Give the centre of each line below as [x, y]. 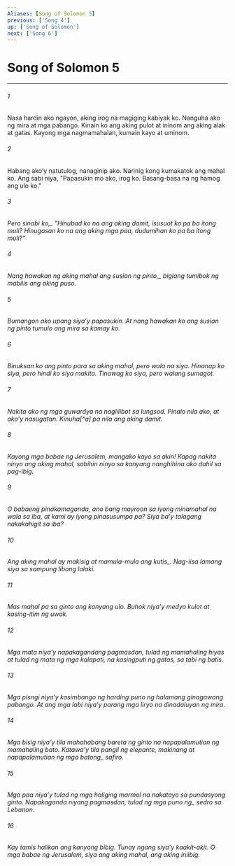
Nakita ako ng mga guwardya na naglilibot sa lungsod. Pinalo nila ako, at [113, 411]
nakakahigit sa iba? [36, 524]
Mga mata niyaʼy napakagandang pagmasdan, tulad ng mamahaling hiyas [116, 652]
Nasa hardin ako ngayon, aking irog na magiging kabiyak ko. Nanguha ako [114, 118]
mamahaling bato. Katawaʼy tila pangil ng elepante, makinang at [101, 750]
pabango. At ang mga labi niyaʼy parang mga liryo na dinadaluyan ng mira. [116, 704]
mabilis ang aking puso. [42, 283]
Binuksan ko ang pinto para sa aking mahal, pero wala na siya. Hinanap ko [116, 366]
